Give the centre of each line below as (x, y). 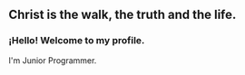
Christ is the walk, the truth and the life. (122, 15)
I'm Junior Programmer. (53, 60)
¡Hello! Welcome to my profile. (77, 41)
